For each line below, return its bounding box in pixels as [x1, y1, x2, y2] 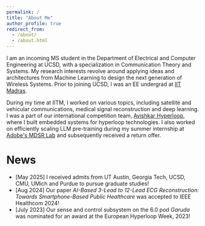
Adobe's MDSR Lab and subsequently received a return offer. [6, 131, 162, 139]
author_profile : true [6, 20, 62, 26]
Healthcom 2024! [15, 199, 60, 206]
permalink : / [6, 9, 40, 15]
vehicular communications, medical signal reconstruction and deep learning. [6, 106, 199, 112]
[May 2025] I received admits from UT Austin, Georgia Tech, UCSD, [15, 173, 185, 181]
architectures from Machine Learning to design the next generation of [6, 74, 182, 81]
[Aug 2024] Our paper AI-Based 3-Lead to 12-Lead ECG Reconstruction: [15, 186, 199, 193]
